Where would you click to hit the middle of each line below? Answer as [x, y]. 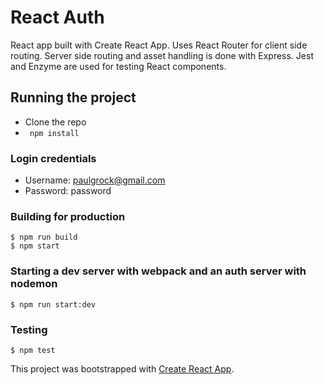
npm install [54, 133]
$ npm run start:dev [53, 304]
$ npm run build [44, 237]
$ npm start [35, 246]
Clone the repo [55, 122]
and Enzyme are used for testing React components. [118, 66]
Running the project [73, 97]
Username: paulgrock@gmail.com [95, 180]
